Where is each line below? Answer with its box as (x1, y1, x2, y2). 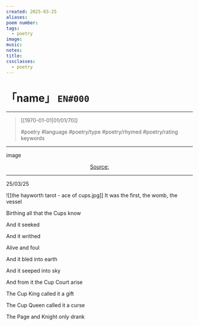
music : (6, 42, 23, 48)
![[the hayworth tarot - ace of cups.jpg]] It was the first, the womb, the (6, 192, 178, 199)
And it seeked (6, 221, 40, 229)
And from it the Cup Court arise (6, 278, 83, 286)
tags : (6, 25, 20, 31)
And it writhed (6, 233, 41, 240)
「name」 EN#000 (6, 91, 90, 105)
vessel (6, 198, 23, 205)
